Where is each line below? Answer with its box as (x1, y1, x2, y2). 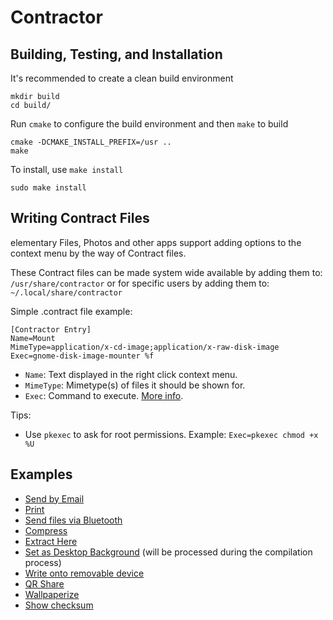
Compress (24, 524, 68, 536)
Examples (10, 466, 73, 483)
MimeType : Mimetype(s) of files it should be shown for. (24, 379, 246, 391)
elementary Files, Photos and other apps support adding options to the (10, 236, 302, 248)
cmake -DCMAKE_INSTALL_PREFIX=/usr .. (10, 137, 172, 147)
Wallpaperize (24, 588, 80, 600)
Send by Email (24, 492, 85, 505)
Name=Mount (10, 333, 56, 343)
